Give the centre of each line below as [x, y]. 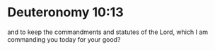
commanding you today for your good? [64, 39]
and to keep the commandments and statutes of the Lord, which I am [108, 32]
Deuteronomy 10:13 [65, 12]
